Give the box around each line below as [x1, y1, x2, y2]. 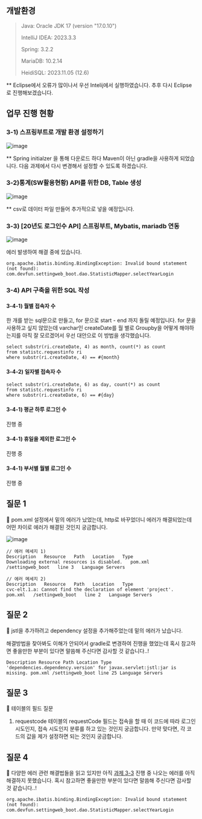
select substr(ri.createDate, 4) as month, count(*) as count [6, 344, 166, 350]
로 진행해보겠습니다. [6, 89, 53, 96]
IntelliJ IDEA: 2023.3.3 [21, 34, 77, 41]
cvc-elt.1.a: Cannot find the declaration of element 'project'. [6, 586, 174, 593]
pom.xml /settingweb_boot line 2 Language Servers [6, 591, 153, 598]
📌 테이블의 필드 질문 [6, 705, 54, 712]
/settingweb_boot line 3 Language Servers [6, 564, 125, 570]
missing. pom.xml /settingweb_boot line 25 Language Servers [6, 670, 163, 676]
